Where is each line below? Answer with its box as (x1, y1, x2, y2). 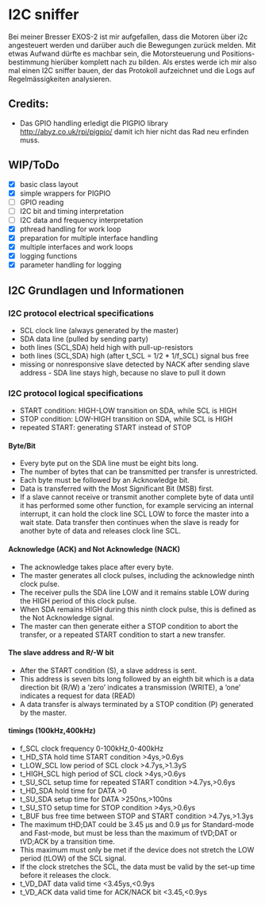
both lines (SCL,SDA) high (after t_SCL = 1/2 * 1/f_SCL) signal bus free (19, 351, 249, 360)
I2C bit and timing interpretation (19, 206, 125, 216)
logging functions (19, 251, 78, 261)
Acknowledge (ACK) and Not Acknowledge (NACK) (8, 544, 181, 553)
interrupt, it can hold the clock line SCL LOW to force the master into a (19, 509, 250, 519)
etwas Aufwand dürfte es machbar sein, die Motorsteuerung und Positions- (8, 49, 255, 58)
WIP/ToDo (8, 158, 60, 172)
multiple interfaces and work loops (19, 243, 133, 251)
